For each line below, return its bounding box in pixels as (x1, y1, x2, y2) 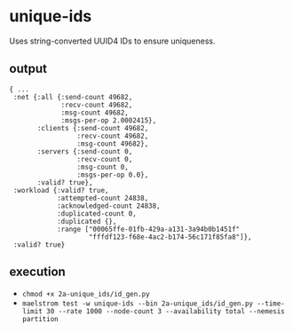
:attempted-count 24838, (56, 194, 149, 202)
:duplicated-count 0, (56, 209, 138, 218)
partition (21, 314, 59, 323)
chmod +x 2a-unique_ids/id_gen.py (21, 289, 150, 298)
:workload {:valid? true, (12, 186, 109, 194)
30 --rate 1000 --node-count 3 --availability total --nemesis (45, 306, 286, 316)
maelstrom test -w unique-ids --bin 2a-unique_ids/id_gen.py (21, 299, 254, 308)
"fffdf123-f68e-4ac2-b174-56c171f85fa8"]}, (88, 233, 252, 241)
